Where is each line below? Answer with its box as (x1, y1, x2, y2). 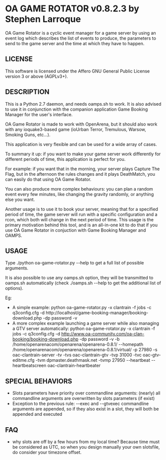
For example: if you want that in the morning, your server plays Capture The (5, 166, 160, 172)
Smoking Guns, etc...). (5, 131, 51, 137)
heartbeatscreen (12, 363, 47, 369)
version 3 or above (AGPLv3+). (5, 73, 68, 79)
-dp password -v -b (79, 336, 120, 342)
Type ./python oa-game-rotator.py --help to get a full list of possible (5, 260, 144, 266)
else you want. (5, 197, 35, 202)
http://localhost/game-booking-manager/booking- (46, 310, 149, 316)
